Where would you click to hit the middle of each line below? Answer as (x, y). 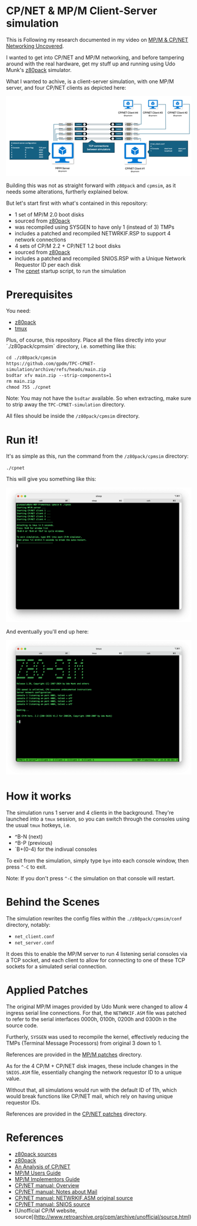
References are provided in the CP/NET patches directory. (76, 1114)
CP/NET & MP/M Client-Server (82, 11)
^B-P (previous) (34, 843)
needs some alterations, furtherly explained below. (67, 191)
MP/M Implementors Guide (47, 1179)
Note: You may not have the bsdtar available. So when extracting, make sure (99, 398)
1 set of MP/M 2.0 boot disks (49, 214)
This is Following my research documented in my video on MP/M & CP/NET (97, 40)
